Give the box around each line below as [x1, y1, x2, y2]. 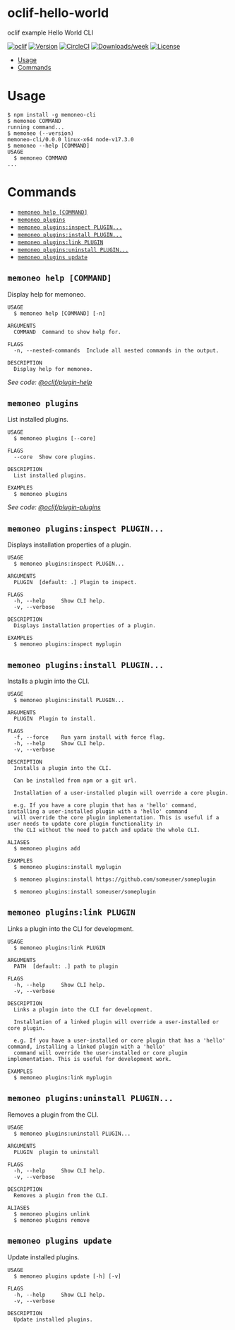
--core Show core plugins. [13, 453, 97, 461]
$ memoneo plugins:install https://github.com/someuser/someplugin [13, 876, 217, 884]
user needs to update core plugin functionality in [7, 821, 162, 828]
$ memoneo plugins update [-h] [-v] [13, 1273, 121, 1280]
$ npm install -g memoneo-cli [7, 111, 97, 118]
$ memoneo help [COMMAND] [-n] [13, 309, 106, 317]
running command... [7, 124, 65, 131]
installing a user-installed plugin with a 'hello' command [7, 808, 188, 815]
